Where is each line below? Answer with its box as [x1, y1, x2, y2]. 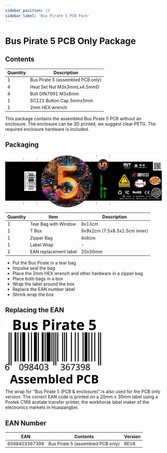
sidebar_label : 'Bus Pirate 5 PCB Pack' [5, 13, 90, 18]
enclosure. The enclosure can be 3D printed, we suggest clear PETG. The [5, 121, 156, 127]
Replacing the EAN [5, 306, 65, 314]
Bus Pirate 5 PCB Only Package [5, 35, 136, 47]
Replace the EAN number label [12, 286, 76, 292]
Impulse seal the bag [12, 265, 56, 271]
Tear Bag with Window [30, 221, 76, 227]
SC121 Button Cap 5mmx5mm [30, 97, 93, 103]
